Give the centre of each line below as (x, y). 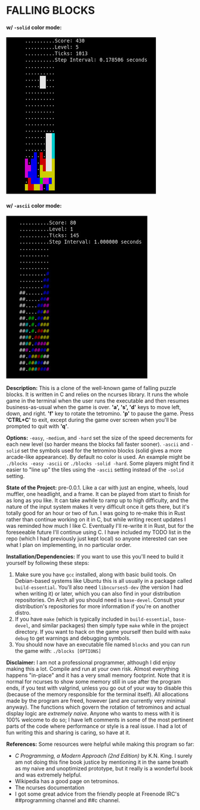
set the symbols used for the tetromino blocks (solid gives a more (101, 451)
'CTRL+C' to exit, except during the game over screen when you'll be (92, 419)
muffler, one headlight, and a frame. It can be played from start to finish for (98, 494)
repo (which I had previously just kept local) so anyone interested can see (97, 538)
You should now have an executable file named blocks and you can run (102, 644)
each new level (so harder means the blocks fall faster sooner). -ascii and (98, 444)
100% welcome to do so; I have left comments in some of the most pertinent (100, 720)
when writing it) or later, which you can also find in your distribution (98, 593)
